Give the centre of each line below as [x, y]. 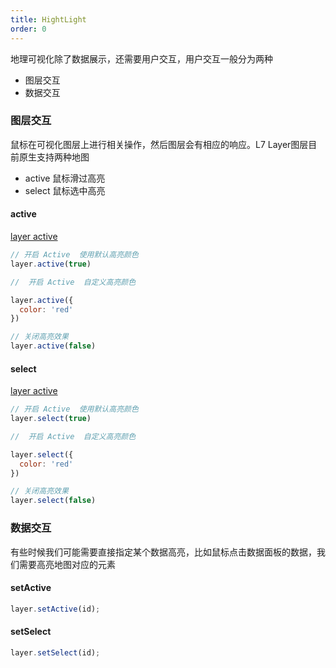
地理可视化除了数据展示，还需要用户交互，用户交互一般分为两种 [141, 58]
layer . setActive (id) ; [55, 609]
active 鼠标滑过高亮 [65, 178]
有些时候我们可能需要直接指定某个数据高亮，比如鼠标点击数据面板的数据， [163, 552]
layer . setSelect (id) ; [55, 652]
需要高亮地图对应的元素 [67, 564]
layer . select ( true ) [51, 419]
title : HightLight [48, 19]
